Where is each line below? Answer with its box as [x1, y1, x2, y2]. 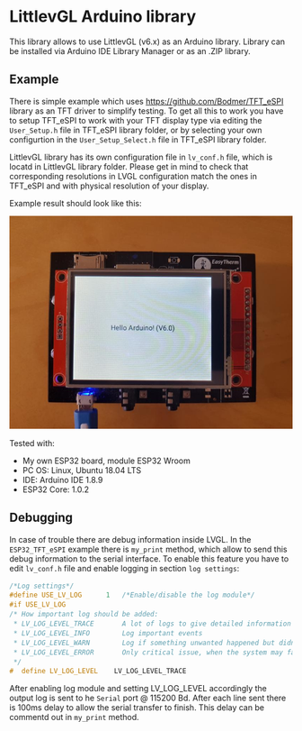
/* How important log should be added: [9, 610, 159, 619]
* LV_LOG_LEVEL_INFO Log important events [13, 628, 203, 637]
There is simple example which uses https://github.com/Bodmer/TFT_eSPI [9, 96, 284, 106]
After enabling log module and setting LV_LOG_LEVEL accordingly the [9, 683, 268, 694]
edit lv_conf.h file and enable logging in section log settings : [9, 562, 240, 573]
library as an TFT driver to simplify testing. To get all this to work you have [9, 105, 284, 116]
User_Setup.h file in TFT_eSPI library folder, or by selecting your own [9, 124, 262, 135]
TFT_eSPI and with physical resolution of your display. [9, 180, 209, 191]
